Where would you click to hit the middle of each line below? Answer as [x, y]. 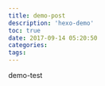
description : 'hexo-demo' [51, 23]
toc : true [25, 30]
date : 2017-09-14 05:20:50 [53, 38]
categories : [28, 45]
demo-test [25, 75]
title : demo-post [37, 16]
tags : [17, 53]
